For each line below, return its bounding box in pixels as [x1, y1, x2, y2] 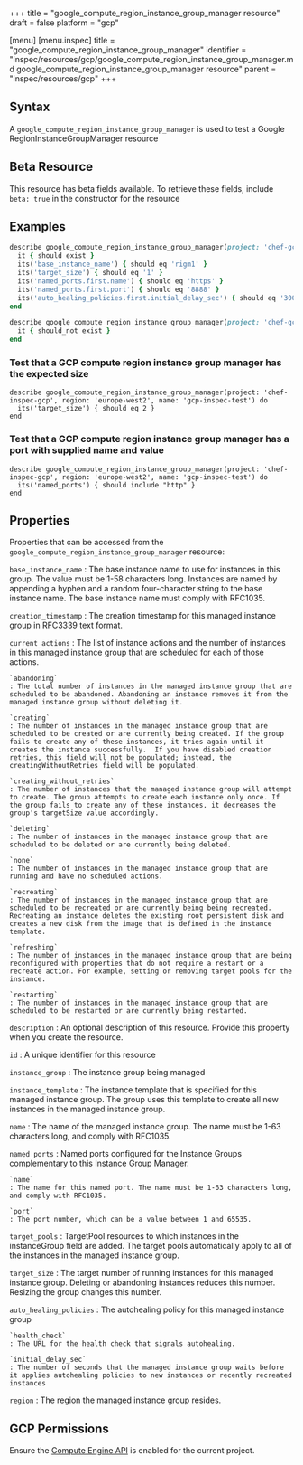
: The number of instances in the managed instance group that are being [9, 951, 293, 960]
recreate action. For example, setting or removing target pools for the [9, 967, 293, 976]
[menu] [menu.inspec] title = [9, 35, 115, 45]
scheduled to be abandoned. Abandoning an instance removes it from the [9, 690, 289, 699]
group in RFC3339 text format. [9, 619, 124, 631]
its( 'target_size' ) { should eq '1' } [17, 269, 164, 278]
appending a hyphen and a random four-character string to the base [9, 583, 263, 594]
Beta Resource [9, 159, 94, 175]
